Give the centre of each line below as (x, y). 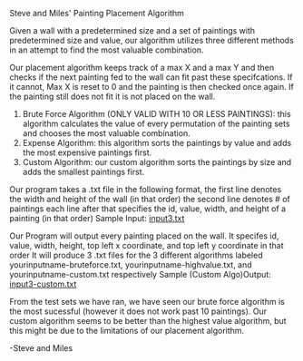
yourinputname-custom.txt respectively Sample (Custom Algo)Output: (141, 274)
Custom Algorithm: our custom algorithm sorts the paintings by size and (157, 162)
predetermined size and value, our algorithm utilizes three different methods (152, 40)
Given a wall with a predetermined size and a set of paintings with (132, 30)
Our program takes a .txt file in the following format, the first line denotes (146, 189)
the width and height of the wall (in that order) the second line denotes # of (150, 199)
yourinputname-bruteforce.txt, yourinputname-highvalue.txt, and (131, 265)
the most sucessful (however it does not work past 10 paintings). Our (138, 311)
